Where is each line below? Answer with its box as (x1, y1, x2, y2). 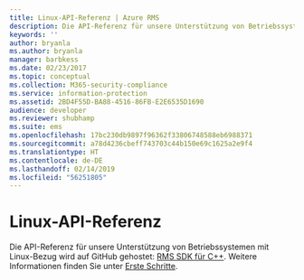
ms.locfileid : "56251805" (9, 173, 107, 182)
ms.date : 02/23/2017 (9, 64, 88, 73)
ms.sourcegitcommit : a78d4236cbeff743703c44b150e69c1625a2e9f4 (9, 139, 253, 148)
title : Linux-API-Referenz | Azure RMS (9, 13, 160, 23)
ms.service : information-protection (9, 89, 147, 98)
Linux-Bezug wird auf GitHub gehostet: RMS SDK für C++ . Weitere (9, 251, 258, 262)
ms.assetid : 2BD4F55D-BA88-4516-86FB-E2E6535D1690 (9, 97, 204, 107)
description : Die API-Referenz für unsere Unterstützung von (9, 22, 245, 31)
